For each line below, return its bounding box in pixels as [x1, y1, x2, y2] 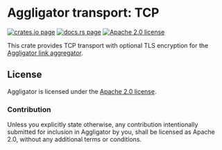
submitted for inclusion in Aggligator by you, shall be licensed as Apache [7, 128, 215, 136]
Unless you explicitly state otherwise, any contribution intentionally [7, 120, 198, 129]
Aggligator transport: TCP [7, 5, 160, 21]
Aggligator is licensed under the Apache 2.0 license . [7, 87, 157, 95]
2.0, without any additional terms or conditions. [7, 135, 142, 144]
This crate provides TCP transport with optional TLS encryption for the [7, 41, 209, 49]
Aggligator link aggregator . [7, 49, 83, 57]
